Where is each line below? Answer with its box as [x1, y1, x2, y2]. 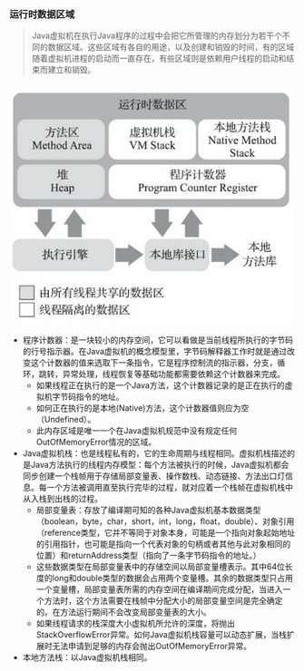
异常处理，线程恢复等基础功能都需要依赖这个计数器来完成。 [62, 369, 286, 380]
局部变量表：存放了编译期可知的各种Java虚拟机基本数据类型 [35, 505, 261, 516]
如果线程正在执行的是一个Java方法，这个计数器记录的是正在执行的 [35, 380, 285, 391]
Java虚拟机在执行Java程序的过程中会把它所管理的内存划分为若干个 [31, 30, 283, 42]
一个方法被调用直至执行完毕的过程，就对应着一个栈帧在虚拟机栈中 [46, 482, 293, 493]
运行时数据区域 [9, 7, 75, 20]
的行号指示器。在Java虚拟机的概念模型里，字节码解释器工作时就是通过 [22, 346, 288, 357]
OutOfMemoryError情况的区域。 [35, 437, 157, 448]
